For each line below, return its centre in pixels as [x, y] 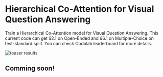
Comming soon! [30, 68]
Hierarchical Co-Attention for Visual [80, 9]
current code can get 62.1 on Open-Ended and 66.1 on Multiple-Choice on [80, 38]
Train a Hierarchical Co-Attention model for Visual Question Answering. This [82, 33]
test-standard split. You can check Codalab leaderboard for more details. [79, 43]
